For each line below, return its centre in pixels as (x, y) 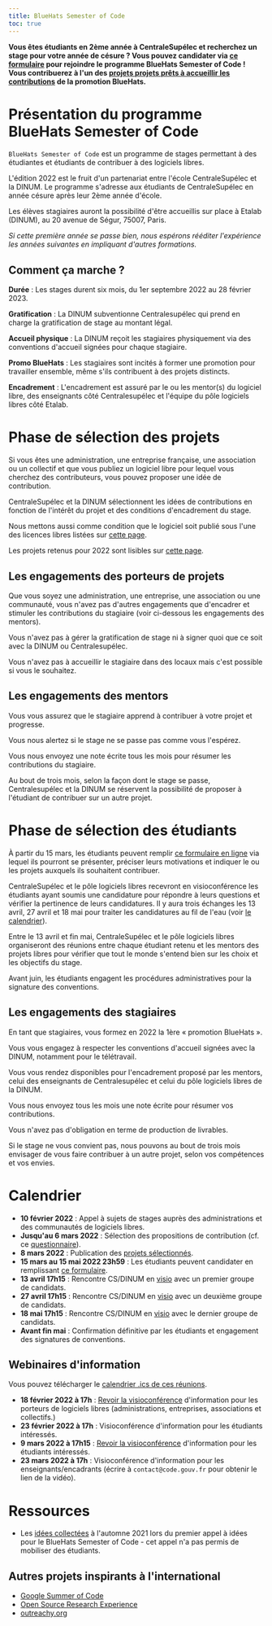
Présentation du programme (106, 114)
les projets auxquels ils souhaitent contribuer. (84, 870)
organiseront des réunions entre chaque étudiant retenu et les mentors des (134, 945)
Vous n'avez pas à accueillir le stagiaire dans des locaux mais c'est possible (136, 662)
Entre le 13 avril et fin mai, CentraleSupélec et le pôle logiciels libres (121, 936)
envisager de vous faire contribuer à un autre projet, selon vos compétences (136, 1154)
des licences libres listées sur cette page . (78, 535)
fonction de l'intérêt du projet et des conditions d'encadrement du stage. (130, 510)
